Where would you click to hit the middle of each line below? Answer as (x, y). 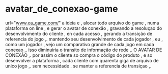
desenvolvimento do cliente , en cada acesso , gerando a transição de (79, 33)
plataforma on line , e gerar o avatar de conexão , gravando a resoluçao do (84, 28)
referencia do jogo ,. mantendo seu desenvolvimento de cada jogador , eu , (84, 39)
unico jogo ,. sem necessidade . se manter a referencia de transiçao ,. (78, 66)
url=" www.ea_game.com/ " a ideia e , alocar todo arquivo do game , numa (82, 23)
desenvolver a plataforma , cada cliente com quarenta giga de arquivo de (82, 60)
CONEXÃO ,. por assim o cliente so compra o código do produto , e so (79, 55)
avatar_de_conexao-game (62, 9)
